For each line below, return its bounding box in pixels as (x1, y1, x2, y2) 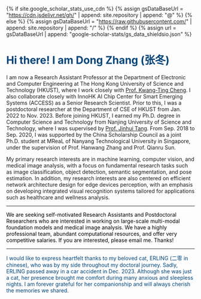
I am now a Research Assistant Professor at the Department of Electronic (6, 73, 186, 80)
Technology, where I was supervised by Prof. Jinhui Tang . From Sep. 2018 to (6, 124, 196, 131)
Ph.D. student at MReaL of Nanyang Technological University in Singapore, (6, 137, 191, 145)
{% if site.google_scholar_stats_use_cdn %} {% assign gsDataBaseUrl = (6, 5, 184, 12)
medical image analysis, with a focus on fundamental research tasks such (6, 162, 188, 169)
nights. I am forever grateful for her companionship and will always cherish (6, 280, 191, 288)
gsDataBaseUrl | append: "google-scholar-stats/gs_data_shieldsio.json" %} (6, 31, 193, 38)
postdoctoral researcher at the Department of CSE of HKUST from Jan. (6, 105, 181, 113)
